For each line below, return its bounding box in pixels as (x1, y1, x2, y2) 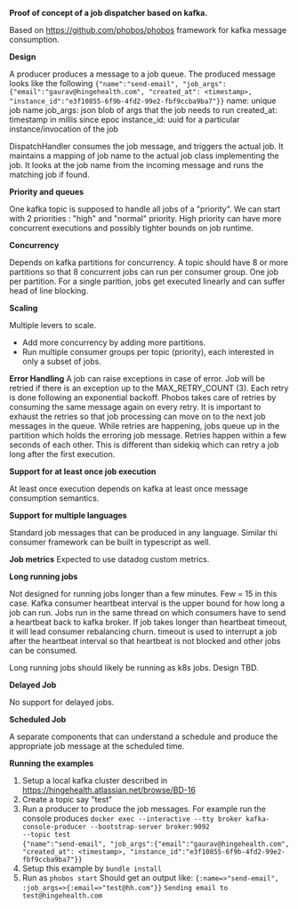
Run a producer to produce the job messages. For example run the (21, 804, 267, 814)
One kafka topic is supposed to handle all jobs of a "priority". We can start (9, 204, 281, 214)
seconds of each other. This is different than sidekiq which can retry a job (9, 439, 279, 450)
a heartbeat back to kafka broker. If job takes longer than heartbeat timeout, (9, 617, 287, 627)
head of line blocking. (9, 286, 89, 296)
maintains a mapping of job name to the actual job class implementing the (9, 150, 280, 161)
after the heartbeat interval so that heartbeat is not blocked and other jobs (9, 636, 281, 646)
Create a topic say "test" (21, 794, 113, 804)
